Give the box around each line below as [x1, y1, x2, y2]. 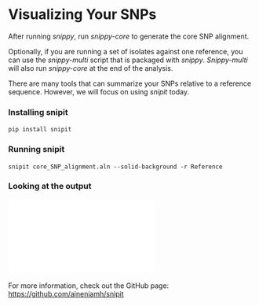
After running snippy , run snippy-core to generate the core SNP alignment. [8, 31, 250, 41]
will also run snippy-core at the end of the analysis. [8, 63, 173, 72]
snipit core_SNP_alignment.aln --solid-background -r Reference [8, 163, 223, 171]
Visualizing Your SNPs [8, 6, 157, 24]
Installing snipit [8, 106, 68, 117]
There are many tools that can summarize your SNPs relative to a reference [8, 79, 252, 88]
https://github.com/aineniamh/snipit [8, 289, 124, 298]
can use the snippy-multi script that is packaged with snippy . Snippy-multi [8, 55, 249, 65]
